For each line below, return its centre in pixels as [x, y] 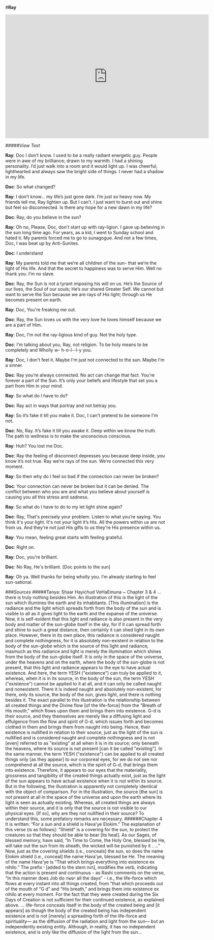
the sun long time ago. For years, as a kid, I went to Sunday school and [79, 232]
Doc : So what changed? [30, 187]
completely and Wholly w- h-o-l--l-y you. [49, 350]
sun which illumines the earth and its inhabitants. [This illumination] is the [82, 603]
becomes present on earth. [34, 300]
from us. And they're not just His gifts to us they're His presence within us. [83, 527]
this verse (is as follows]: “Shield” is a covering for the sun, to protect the [82, 829]
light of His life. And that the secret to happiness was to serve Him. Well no [83, 268]
